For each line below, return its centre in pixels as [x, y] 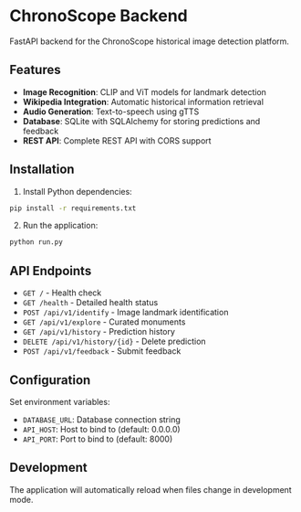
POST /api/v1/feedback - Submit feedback [102, 351]
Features [35, 70]
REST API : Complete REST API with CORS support [117, 140]
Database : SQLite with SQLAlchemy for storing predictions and [141, 121]
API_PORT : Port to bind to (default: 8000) [98, 439]
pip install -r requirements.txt [73, 208]
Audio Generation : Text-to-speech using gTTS [111, 112]
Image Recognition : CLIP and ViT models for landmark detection [145, 91]
